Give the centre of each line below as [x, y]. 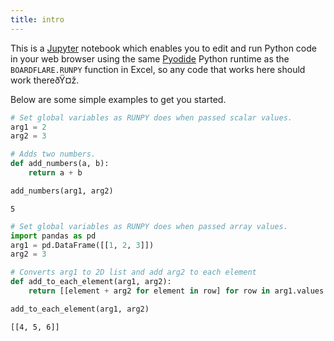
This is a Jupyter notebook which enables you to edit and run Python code [163, 48]
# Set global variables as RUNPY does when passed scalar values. [151, 117]
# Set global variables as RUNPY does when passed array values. [149, 226]
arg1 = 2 [28, 127]
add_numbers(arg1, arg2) [62, 191]
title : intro [37, 19]
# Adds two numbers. [53, 154]
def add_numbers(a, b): [60, 164]
